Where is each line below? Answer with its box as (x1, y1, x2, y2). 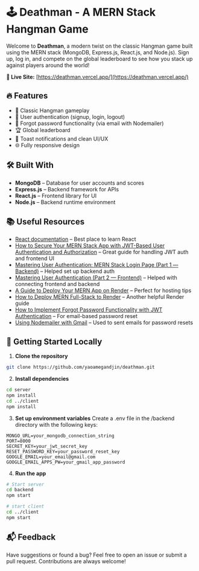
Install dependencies (14, 375, 69, 383)
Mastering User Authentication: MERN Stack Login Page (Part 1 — (14, 261, 179, 269)
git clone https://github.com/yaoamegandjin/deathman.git (6, 364, 155, 371)
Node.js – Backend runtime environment (14, 198, 116, 206)
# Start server (6, 481, 45, 487)
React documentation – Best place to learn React (14, 235, 136, 243)
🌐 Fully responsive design (14, 141, 80, 148)
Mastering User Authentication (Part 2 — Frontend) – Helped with (14, 274, 178, 281)
